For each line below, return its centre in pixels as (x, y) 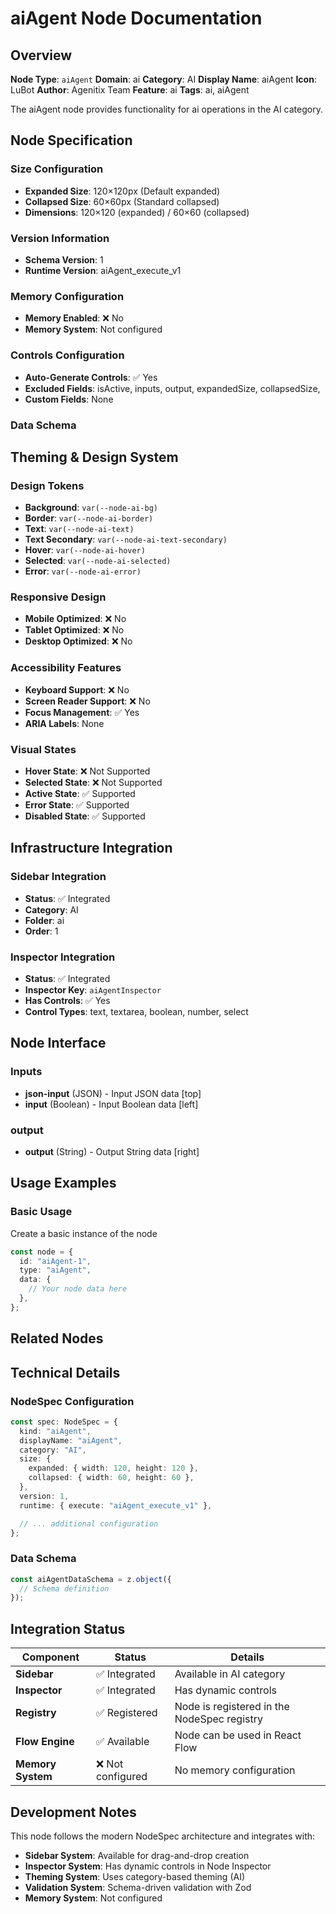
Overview (41, 55)
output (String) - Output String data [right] (112, 1152)
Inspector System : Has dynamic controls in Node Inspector (148, 1866)
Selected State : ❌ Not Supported (93, 783)
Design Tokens (47, 485)
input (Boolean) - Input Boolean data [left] (111, 1104)
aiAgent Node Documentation (136, 18)
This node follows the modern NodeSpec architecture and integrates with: (163, 1836)
